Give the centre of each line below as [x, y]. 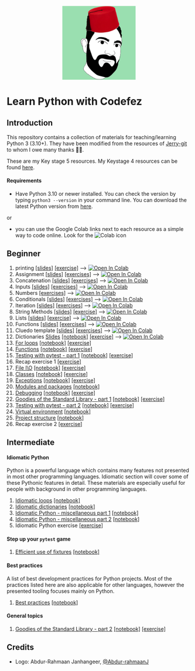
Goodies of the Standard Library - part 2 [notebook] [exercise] [90, 629]
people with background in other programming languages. [77, 489]
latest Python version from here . [54, 206]
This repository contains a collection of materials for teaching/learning [91, 137]
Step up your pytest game [39, 539]
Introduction [30, 123]
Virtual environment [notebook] [53, 411]
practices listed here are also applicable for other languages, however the [95, 585]
